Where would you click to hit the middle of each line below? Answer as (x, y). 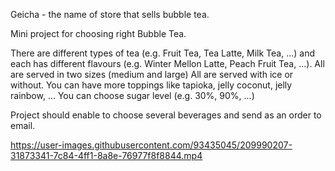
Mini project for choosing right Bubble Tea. (98, 33)
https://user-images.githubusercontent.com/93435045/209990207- (151, 145)
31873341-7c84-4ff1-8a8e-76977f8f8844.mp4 (106, 155)
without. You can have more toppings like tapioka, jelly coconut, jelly (151, 85)
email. (23, 125)
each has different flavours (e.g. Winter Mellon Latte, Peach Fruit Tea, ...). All (167, 63)
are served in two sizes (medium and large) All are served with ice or (152, 74)
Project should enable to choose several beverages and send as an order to (166, 115)
